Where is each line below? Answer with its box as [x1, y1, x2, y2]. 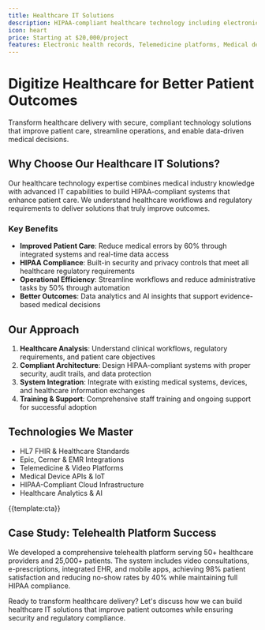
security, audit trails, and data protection [19, 369, 151, 378]
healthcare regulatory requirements [19, 266, 136, 276]
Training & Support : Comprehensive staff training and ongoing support [19, 394, 251, 403]
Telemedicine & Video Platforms [19, 463, 124, 472]
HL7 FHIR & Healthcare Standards [19, 446, 130, 456]
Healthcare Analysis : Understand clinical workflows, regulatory [19, 343, 228, 353]
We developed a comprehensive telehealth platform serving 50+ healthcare [8, 547, 254, 557]
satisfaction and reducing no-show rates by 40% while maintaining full [8, 572, 238, 582]
